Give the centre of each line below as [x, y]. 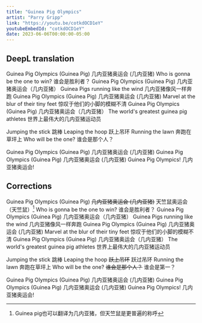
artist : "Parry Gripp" [35, 17]
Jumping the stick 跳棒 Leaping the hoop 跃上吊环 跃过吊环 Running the [95, 260]
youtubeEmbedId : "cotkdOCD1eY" [45, 29]
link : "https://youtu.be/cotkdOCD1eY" [55, 23]
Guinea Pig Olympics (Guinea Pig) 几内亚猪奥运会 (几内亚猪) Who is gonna [98, 73]
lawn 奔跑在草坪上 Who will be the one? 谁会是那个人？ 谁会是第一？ [91, 267]
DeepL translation [40, 59]
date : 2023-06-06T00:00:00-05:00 [48, 34]
